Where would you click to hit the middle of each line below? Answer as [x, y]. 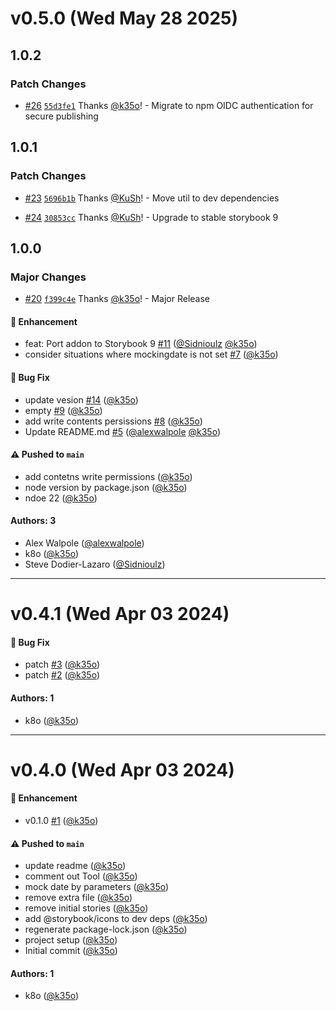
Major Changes [48, 277]
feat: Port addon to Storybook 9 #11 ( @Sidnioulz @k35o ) [141, 344]
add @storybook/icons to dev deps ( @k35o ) [116, 919]
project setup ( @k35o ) [71, 940]
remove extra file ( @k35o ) [78, 898]
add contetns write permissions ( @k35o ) [108, 476]
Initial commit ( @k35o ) [71, 951]
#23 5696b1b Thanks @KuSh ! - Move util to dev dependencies [152, 198]
